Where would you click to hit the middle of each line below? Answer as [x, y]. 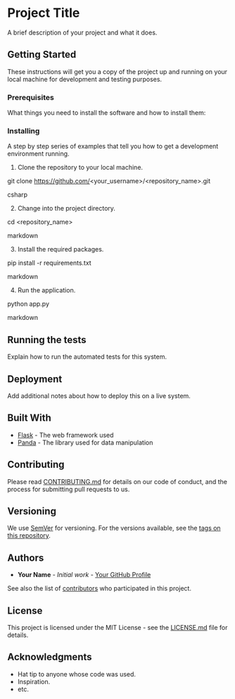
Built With [29, 418]
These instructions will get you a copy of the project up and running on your [117, 71]
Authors [26, 558]
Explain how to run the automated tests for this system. [87, 357]
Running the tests [47, 340]
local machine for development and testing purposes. [85, 79]
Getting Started [42, 55]
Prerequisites [31, 97]
